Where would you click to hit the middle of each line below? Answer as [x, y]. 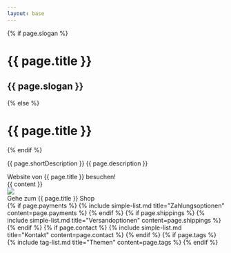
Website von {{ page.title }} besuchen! [61, 176]
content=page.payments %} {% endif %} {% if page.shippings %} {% [106, 213]
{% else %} [23, 103]
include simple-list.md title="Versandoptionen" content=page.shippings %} [114, 220]
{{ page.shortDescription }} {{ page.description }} [78, 163]
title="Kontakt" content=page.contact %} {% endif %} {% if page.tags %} [112, 234]
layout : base [26, 13]
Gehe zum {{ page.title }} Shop [51, 198]
